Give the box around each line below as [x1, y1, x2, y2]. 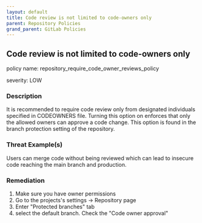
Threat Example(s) [6, 141, 63, 149]
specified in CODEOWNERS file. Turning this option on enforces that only [6, 112, 191, 120]
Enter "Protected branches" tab [15, 203, 95, 210]
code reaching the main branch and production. [6, 161, 127, 168]
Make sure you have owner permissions [15, 190, 116, 197]
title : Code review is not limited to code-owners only [6, 15, 152, 21]
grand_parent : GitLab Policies [6, 26, 86, 32]
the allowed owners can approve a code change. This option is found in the [6, 119, 196, 126]
